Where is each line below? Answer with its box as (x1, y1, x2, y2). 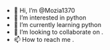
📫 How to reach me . (13, 36, 74, 43)
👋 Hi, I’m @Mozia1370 (13, 7, 76, 14)
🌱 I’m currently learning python (13, 21, 102, 28)
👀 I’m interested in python (13, 14, 87, 22)
